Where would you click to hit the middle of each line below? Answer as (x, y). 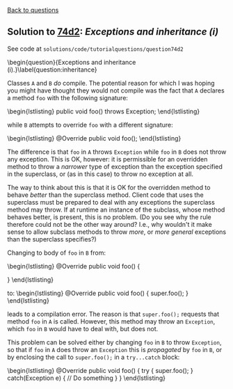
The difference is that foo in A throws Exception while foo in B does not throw (117, 152)
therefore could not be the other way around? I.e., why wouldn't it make (110, 224)
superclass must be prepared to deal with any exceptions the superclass (111, 202)
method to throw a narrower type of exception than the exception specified (115, 166)
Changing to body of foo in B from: (57, 253)
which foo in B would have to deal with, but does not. (83, 328)
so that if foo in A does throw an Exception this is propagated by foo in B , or (115, 349)
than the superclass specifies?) (52, 239)
